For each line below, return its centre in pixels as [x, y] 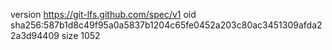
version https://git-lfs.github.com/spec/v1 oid [103, 14]
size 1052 [81, 35]
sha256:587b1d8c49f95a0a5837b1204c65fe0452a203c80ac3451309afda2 [166, 25]
